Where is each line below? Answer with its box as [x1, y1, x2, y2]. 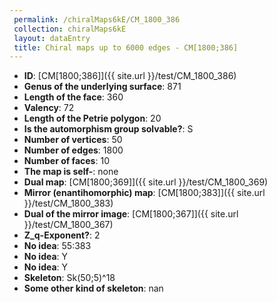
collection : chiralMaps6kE [13, 24, 127, 34]
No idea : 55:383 [23, 240, 92, 252]
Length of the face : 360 [23, 91, 124, 103]
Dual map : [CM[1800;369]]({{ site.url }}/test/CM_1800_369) [23, 176, 269, 188]
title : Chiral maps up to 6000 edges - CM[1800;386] [13, 42, 239, 53]
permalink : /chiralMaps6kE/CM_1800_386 [13, 14, 181, 25]
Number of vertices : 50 [23, 134, 123, 146]
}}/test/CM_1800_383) [23, 197, 114, 210]
